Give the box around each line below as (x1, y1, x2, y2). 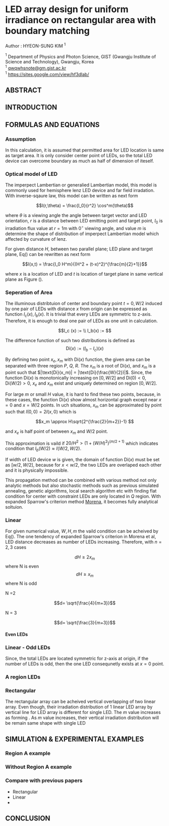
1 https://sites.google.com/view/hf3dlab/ (5, 70, 89, 77)
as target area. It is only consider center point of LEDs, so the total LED (5, 153, 153, 159)
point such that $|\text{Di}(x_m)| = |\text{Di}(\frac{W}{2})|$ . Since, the (5, 369, 152, 376)
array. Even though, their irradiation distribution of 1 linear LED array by (5, 704, 153, 710)
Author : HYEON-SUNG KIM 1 (5, 42, 66, 49)
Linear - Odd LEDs (5, 644, 50, 651)
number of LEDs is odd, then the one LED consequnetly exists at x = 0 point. (5, 660, 164, 667)
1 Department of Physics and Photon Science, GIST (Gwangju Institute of (5, 52, 156, 59)
